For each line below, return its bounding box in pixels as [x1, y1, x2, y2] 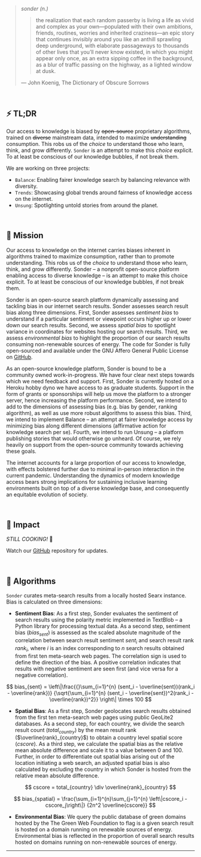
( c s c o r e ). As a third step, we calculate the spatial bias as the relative [14, 740, 184, 748]
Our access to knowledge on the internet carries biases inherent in [6, 246, 170, 254]
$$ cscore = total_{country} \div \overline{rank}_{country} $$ [25, 783, 176, 791]
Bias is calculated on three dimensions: [6, 598, 103, 606]
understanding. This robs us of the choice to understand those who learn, [6, 259, 188, 266]
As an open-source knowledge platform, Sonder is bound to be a [6, 365, 166, 372]
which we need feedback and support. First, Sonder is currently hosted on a [6, 377, 194, 385]
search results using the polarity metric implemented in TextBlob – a [14, 616, 182, 624]
